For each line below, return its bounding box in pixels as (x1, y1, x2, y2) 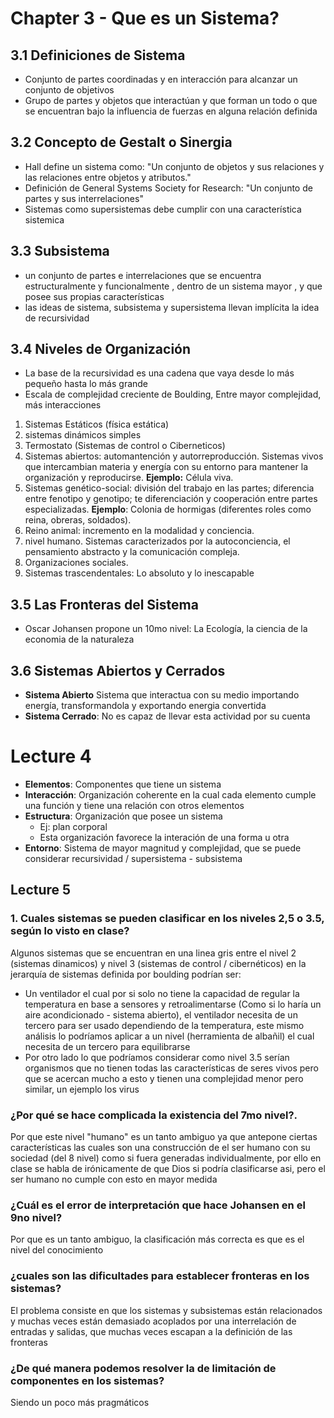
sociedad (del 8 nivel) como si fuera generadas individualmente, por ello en (10, 1152, 322, 1164)
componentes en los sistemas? (10, 1373, 165, 1387)
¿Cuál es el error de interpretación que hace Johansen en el (10, 1198, 306, 1212)
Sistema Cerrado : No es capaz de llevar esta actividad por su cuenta (24, 710, 311, 722)
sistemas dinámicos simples (24, 429, 142, 441)
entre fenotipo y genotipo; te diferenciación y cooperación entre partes (24, 493, 318, 505)
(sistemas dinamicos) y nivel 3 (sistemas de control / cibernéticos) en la (10, 957, 307, 969)
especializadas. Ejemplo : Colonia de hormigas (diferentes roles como (24, 503, 312, 516)
